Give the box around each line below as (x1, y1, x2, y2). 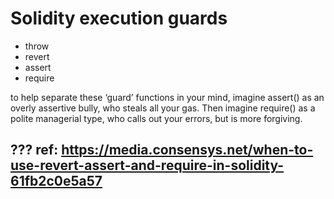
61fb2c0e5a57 (10, 173, 103, 190)
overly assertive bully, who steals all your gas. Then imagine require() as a (10, 102, 316, 114)
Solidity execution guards (10, 7, 228, 30)
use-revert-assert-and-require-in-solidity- (10, 157, 285, 174)
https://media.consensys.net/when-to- (61, 142, 314, 159)
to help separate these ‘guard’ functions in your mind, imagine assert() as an (10, 91, 325, 103)
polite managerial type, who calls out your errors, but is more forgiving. (10, 112, 303, 124)
